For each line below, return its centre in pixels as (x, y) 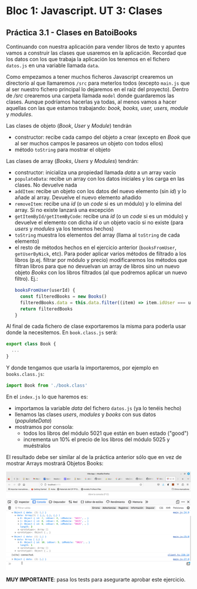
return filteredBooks (47, 309)
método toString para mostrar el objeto (62, 149)
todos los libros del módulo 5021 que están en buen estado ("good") (106, 433)
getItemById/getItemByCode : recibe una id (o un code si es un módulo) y (101, 216)
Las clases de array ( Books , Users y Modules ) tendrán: (72, 161)
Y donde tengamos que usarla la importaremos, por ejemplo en (82, 368)
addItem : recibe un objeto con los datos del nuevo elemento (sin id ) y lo (100, 191)
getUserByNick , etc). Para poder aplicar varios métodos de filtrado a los (100, 254)
